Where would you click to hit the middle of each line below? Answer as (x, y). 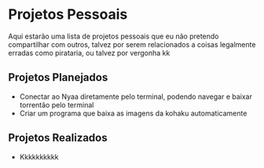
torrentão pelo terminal (57, 104)
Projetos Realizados (58, 138)
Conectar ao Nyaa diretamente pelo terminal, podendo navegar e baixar (136, 97)
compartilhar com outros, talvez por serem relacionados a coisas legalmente (132, 44)
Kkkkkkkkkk (39, 157)
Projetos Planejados (58, 77)
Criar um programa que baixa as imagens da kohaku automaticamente (133, 113)
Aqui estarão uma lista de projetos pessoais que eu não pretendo (114, 36)
